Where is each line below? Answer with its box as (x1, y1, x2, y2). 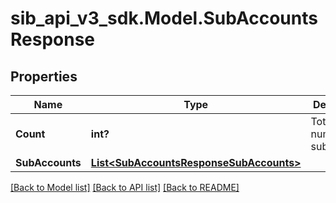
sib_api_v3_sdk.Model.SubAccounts (10, 7, 318, 30)
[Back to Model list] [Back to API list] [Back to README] (10, 182, 240, 193)
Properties (10, 68, 78, 85)
